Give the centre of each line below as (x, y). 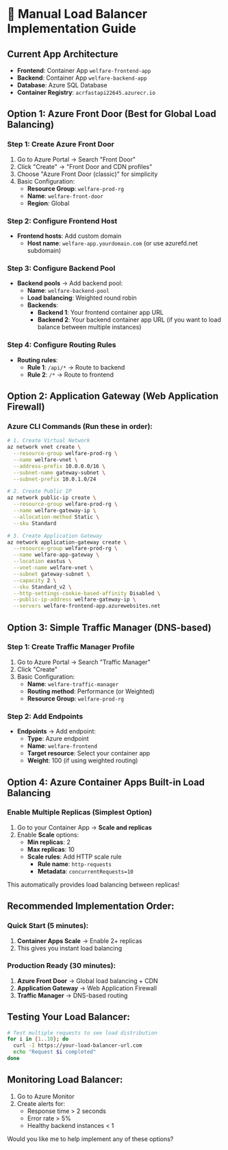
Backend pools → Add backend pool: (70, 283)
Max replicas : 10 (51, 849)
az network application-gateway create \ (67, 542)
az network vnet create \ (44, 447)
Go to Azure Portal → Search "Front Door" (76, 159)
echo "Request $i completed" (55, 1052)
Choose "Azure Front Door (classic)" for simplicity (87, 174)
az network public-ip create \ (52, 498)
